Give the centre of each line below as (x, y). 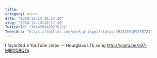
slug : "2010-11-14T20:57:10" (34, 23)
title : (12, 9)
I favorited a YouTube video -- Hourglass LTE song (55, 45)
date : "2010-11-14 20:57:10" (34, 18)
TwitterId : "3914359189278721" (37, 27)
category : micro (21, 14)
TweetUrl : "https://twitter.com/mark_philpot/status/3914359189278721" (79, 32)
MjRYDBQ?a (17, 50)
